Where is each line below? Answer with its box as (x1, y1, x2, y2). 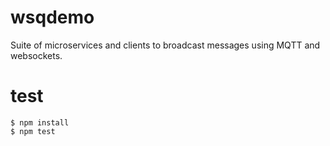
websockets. (10, 49, 63, 61)
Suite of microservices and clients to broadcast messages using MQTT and (10, 39, 321, 51)
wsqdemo (10, 6, 95, 29)
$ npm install (10, 117, 70, 128)
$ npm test (10, 126, 56, 136)
